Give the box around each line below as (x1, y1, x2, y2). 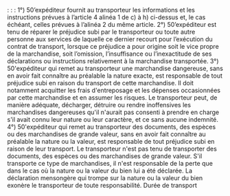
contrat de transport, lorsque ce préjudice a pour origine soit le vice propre (7, 43, 220, 50)
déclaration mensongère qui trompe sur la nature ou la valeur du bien (7, 174, 203, 182)
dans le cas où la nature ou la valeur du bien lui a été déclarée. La (7, 166, 192, 175)
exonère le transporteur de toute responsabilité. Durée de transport (7, 182, 198, 189)
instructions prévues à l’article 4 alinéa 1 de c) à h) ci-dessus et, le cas (7, 13, 206, 21)
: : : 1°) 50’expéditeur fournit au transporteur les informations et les (7, 6, 196, 14)
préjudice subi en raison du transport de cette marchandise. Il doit (7, 79, 194, 87)
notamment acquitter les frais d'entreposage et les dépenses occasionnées (7, 86, 221, 94)
